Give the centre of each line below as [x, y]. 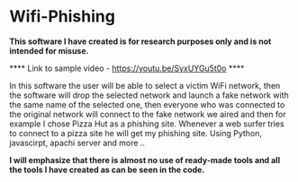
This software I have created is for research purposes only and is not [140, 41]
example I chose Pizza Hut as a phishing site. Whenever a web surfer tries [147, 124]
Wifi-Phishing [62, 17]
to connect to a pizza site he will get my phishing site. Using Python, [136, 133]
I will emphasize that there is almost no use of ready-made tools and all [145, 160]
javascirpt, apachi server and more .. [77, 143]
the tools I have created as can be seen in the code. [107, 169]
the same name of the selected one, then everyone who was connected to [147, 104]
